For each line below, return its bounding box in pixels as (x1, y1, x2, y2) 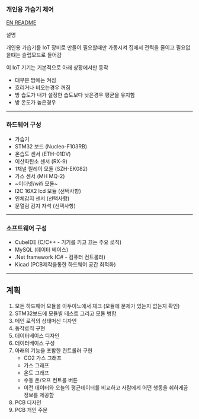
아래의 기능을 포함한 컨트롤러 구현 (14, 347, 93, 354)
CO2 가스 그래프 (23, 354, 62, 361)
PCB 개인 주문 (14, 406, 48, 413)
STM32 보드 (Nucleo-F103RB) (14, 142, 88, 150)
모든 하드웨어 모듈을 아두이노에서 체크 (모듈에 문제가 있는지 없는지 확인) (14, 302, 180, 309)
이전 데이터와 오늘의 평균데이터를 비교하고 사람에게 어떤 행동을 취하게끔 (23, 384, 188, 391)
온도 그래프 (23, 369, 49, 376)
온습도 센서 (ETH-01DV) (14, 150, 71, 157)
